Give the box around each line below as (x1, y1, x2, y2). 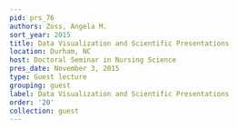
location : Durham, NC (9, 47, 92, 56)
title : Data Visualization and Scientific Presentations (9, 38, 230, 48)
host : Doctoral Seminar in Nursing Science (9, 55, 177, 64)
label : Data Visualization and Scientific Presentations (9, 89, 230, 98)
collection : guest (9, 106, 79, 115)
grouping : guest (9, 81, 71, 90)
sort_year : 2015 (9, 30, 71, 39)
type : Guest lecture (9, 73, 88, 82)
